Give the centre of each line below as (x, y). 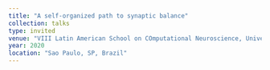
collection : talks (39, 23)
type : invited (32, 31)
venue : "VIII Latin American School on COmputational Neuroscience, (125, 38)
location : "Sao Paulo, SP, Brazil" (68, 53)
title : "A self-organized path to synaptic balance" (98, 16)
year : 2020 (27, 46)
